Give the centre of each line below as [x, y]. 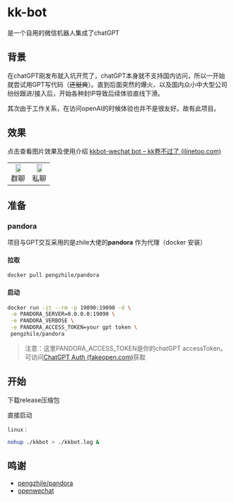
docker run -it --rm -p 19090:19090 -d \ [69, 308]
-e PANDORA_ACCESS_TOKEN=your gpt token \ [74, 327]
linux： [18, 430]
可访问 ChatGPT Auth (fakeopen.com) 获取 [85, 357]
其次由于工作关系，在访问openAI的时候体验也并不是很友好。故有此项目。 [114, 108]
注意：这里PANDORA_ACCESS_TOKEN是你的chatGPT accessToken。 [126, 348]
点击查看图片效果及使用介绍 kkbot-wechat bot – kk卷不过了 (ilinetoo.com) [114, 151]
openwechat [36, 491]
